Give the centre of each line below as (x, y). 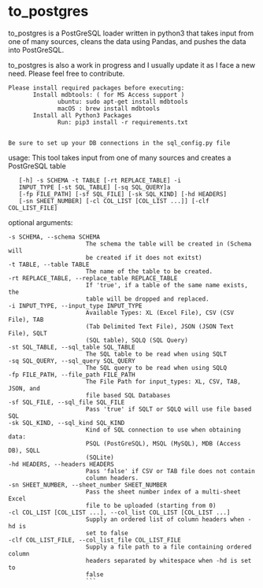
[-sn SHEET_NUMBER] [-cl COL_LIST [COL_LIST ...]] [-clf (114, 201)
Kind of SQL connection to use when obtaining (163, 430)
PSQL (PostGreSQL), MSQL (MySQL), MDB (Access (163, 443)
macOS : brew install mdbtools (109, 109)
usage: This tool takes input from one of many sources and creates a (120, 157)
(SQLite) (100, 457)
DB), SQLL (24, 450)
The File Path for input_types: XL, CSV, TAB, (163, 381)
